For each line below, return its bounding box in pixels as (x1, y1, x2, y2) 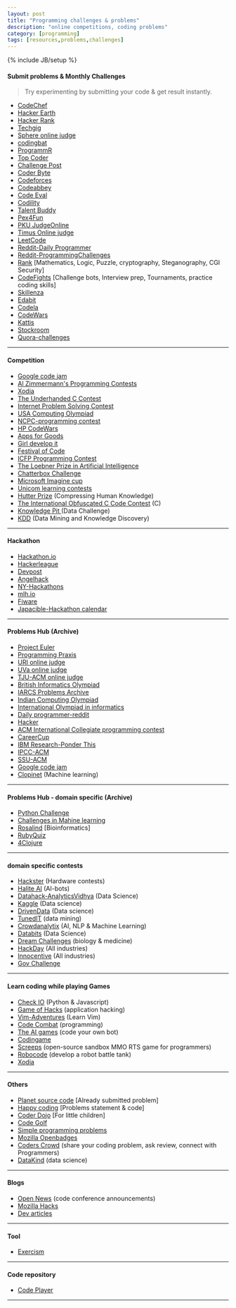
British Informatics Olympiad (17, 680, 100, 689)
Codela (17, 304, 39, 312)
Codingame (17, 1035, 51, 1043)
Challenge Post (17, 161, 62, 170)
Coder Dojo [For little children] (17, 1111, 105, 1119)
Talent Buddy (17, 206, 56, 215)
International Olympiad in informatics (17, 702, 124, 711)
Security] (17, 266, 44, 275)
